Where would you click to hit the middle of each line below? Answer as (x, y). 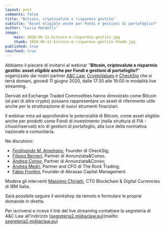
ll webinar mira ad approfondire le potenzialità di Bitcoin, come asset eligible (82, 115)
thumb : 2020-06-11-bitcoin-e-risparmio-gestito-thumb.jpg (75, 42)
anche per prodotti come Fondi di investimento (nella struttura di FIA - (76, 121)
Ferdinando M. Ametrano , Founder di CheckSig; (61, 151)
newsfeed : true (21, 51)
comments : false (22, 14)
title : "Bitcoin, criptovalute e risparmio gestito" (60, 19)
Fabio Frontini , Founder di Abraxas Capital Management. (69, 171)
